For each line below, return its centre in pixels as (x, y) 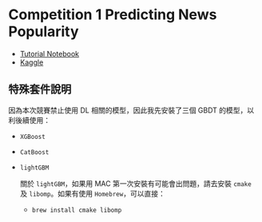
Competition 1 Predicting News (113, 15)
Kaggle (32, 62)
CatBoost (34, 152)
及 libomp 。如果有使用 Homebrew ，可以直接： (92, 193)
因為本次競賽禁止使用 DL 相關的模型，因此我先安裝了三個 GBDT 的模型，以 (131, 110)
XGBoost (32, 137)
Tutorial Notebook (50, 54)
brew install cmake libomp (77, 210)
